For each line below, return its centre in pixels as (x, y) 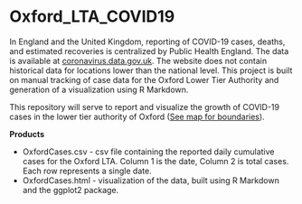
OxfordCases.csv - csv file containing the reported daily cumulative (148, 152)
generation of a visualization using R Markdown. (99, 89)
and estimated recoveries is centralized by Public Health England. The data (149, 51)
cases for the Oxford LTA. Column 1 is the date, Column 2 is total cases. (156, 161)
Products (27, 134)
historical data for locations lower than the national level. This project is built (151, 70)
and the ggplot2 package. (71, 190)
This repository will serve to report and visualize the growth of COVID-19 (145, 107)
